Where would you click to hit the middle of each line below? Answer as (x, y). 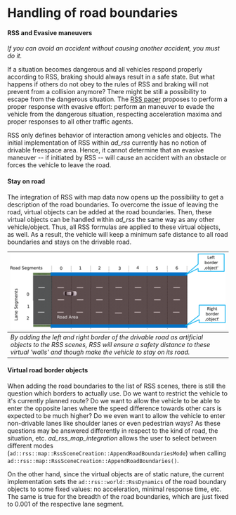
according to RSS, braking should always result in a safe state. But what (111, 77)
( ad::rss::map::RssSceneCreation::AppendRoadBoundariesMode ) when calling (117, 453)
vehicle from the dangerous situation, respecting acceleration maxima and (115, 115)
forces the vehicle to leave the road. (59, 165)
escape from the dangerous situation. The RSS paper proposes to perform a (118, 99)
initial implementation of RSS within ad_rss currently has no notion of (107, 143)
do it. (15, 56)
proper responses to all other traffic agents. (70, 122)
